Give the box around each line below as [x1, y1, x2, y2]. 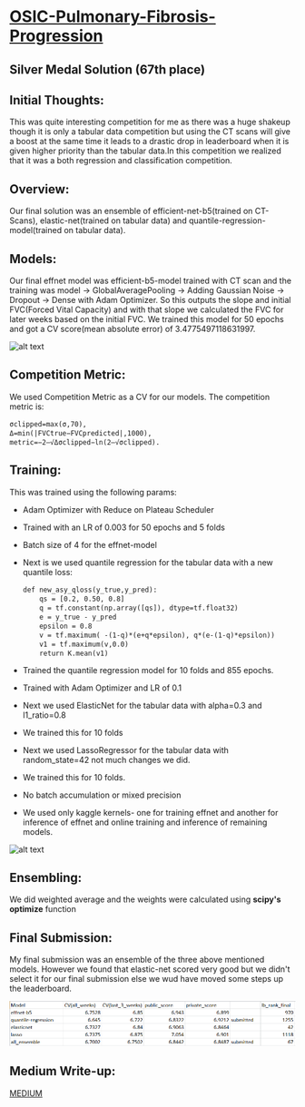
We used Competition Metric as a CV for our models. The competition [9, 391, 271, 402]
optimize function [9, 904, 77, 915]
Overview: [9, 181, 70, 197]
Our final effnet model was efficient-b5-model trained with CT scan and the [9, 275, 292, 287]
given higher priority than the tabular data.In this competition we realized [9, 145, 281, 156]
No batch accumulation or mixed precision [22, 789, 182, 800]
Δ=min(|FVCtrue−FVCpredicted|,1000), [9, 428, 152, 437]
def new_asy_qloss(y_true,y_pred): [22, 585, 158, 594]
